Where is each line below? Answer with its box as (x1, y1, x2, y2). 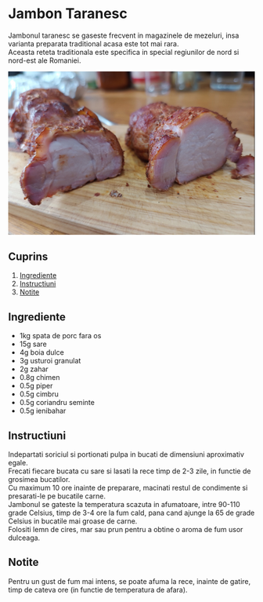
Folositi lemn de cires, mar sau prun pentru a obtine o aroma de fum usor (8, 525, 243, 534)
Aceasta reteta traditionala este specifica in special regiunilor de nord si (8, 47, 240, 57)
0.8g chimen (19, 373, 60, 382)
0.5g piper (19, 381, 53, 391)
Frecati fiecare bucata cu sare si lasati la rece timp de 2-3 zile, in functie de (8, 466, 251, 476)
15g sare (19, 339, 47, 349)
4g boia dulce (19, 348, 64, 357)
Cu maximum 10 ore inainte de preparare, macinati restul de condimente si (8, 483, 248, 492)
